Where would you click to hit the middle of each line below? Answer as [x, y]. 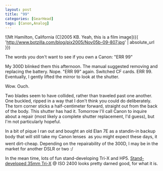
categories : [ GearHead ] [29, 19]
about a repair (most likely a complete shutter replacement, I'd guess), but [80, 117]
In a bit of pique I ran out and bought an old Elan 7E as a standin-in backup [80, 131]
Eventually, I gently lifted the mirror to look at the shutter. [62, 77]
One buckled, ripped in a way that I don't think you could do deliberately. [78, 101]
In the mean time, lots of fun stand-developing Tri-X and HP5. [67, 158]
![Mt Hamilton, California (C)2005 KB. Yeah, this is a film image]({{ [72, 37]
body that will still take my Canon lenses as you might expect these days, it [81, 137]
